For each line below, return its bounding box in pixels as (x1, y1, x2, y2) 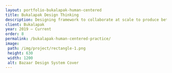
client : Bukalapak (5, 22, 45, 27)
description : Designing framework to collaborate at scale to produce (5, 17, 159, 22)
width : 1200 (7, 55, 33, 61)
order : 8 (5, 31, 24, 36)
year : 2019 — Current (5, 27, 52, 32)
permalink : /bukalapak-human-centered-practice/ (5, 36, 111, 42)
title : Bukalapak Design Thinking (5, 12, 79, 17)
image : (5, 41, 19, 46)
